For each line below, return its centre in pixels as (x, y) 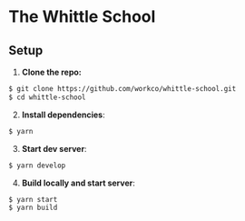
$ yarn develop (37, 166)
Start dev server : (54, 148)
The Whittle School (82, 17)
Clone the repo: (52, 72)
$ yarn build (33, 208)
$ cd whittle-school (48, 97)
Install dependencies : (63, 115)
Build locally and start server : (78, 183)
